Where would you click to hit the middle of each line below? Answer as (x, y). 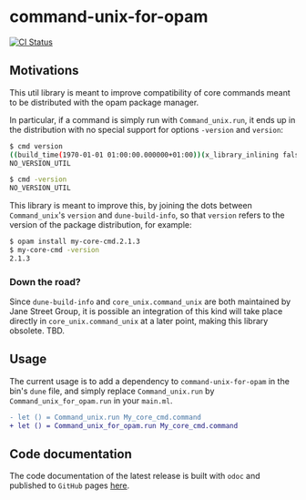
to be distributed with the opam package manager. (104, 102)
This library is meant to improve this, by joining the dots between (131, 206)
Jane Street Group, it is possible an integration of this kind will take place (146, 311)
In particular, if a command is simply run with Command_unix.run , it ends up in (153, 119)
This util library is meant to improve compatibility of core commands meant (150, 92)
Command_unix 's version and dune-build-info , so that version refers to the (147, 215)
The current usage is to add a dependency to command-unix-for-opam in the (149, 381)
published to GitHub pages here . (70, 485)
